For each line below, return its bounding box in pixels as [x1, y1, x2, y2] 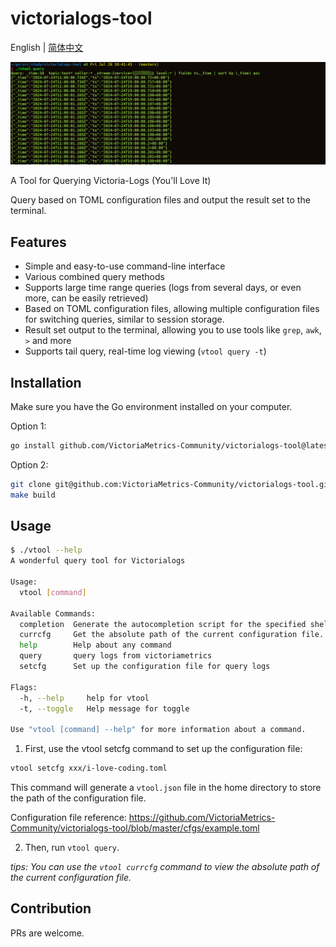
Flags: [10, 682, 38, 692]
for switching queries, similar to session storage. [24, 313, 225, 326]
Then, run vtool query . [24, 842, 120, 854]
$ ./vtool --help [10, 545, 83, 556]
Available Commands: [10, 608, 97, 619]
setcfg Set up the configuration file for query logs [19, 662, 271, 672]
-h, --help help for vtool [19, 693, 150, 703]
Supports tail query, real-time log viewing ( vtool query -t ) [24, 345, 267, 357]
